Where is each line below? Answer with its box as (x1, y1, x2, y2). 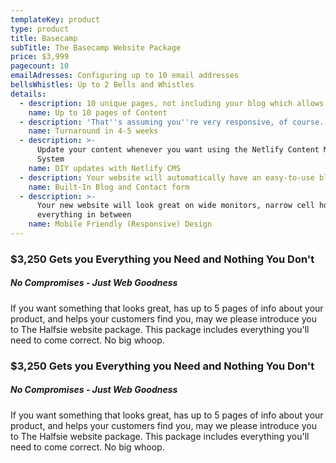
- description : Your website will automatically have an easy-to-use (19, 172, 315, 183)
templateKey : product (10, 14, 101, 25)
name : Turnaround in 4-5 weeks (28, 126, 159, 136)
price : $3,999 (10, 52, 70, 62)
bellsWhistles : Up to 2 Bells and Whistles (10, 80, 195, 90)
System (36, 154, 65, 164)
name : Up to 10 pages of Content (28, 107, 168, 118)
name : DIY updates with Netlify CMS (28, 163, 182, 173)
